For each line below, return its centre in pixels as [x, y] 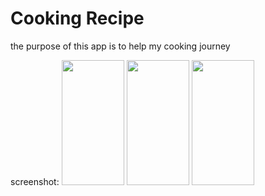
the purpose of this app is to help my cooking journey [120, 46]
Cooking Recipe [77, 18]
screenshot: [35, 181]
